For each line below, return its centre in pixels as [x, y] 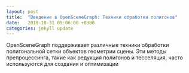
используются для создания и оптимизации [63, 64]
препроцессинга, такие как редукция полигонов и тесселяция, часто [95, 58]
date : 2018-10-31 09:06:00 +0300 [51, 23]
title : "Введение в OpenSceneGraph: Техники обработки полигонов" [92, 17]
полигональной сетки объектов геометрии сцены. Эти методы [86, 52]
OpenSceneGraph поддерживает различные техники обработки [88, 45]
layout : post [22, 12]
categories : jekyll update [40, 28]
